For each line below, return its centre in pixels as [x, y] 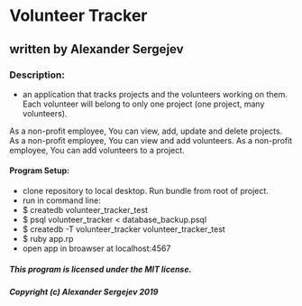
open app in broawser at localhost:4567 [96, 248]
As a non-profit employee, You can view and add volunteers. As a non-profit [151, 140]
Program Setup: [40, 171]
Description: [37, 75]
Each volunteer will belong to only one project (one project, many [143, 104]
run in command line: [61, 200]
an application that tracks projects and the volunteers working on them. [155, 94]
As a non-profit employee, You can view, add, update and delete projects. [146, 131]
